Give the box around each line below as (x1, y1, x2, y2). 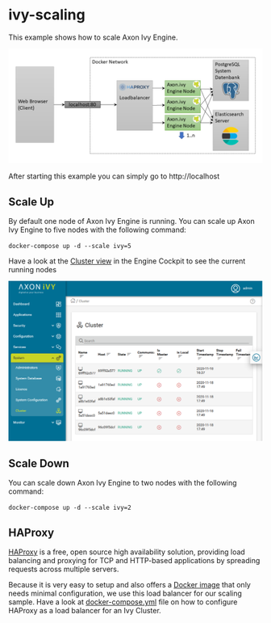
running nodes (8, 265, 57, 275)
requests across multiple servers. (8, 564, 119, 575)
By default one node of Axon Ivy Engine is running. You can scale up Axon (8, 217, 256, 226)
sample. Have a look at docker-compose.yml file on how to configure (8, 597, 238, 607)
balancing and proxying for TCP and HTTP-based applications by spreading (8, 556, 261, 566)
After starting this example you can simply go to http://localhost (8, 171, 220, 181)
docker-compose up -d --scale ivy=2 (8, 503, 131, 512)
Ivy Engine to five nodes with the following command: (8, 225, 187, 235)
